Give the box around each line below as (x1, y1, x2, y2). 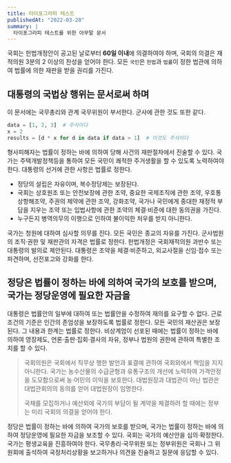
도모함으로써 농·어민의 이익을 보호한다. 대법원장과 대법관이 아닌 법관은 (31, 375, 219, 384)
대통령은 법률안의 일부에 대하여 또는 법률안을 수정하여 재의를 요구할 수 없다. (7, 309, 210, 318)
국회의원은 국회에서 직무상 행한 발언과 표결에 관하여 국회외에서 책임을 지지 (23, 358, 223, 367)
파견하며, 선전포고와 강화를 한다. (7, 254, 94, 263)
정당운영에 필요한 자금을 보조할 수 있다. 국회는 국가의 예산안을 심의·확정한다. (19, 431, 224, 439)
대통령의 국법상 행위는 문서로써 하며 (7, 88, 150, 100)
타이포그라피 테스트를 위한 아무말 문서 (13, 29, 106, 37)
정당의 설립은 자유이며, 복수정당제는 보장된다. (17, 180, 139, 188)
